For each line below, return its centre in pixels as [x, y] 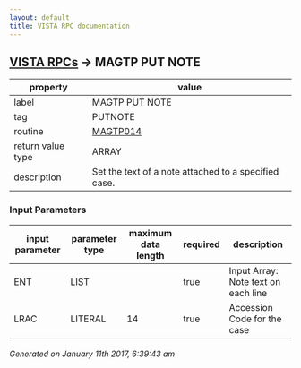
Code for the [255, 319]
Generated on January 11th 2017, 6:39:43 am [92, 354]
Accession [251, 307]
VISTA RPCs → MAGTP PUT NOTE [105, 62]
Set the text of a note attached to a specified [185, 172]
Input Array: [254, 270]
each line [248, 293]
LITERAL [88, 319]
